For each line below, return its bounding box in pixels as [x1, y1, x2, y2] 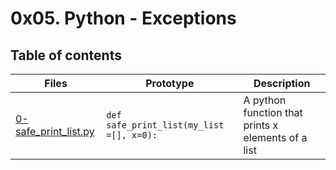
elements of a [243, 131, 308, 144]
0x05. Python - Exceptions [10, 7, 237, 30]
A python [243, 93, 287, 107]
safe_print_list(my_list [106, 120, 225, 131]
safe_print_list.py [15, 125, 95, 138]
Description [253, 77, 311, 90]
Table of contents [10, 47, 122, 64]
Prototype [145, 77, 195, 90]
